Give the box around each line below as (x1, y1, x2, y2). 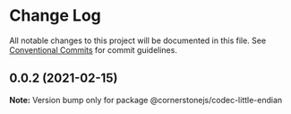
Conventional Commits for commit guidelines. (9, 44, 177, 55)
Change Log (9, 5, 101, 26)
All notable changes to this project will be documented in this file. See (9, 35, 267, 46)
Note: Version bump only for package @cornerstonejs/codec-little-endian (9, 94, 283, 105)
